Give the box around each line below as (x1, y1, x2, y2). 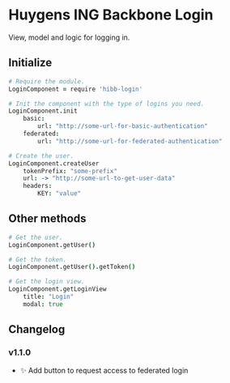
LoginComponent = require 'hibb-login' (8, 85, 143, 93)
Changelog (8, 322, 66, 337)
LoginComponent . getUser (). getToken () (8, 263, 136, 271)
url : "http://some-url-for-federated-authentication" (37, 137, 223, 145)
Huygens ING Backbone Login (8, 6, 214, 24)
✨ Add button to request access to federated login (19, 365, 189, 375)
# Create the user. (8, 151, 75, 160)
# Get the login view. (8, 278, 85, 286)
